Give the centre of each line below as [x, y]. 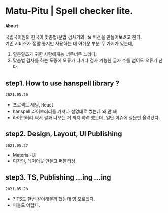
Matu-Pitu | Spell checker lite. [69, 11]
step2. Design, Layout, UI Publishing [64, 134]
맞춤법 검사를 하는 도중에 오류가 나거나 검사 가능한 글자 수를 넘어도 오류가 [85, 60]
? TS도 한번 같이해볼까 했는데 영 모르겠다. [54, 199]
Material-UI [24, 155]
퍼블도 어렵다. [26, 205]
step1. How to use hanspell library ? [62, 83]
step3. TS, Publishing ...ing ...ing [58, 177]
